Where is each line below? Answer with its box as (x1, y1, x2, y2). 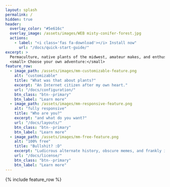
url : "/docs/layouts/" (14, 120, 62, 125)
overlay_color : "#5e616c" (10, 26, 65, 31)
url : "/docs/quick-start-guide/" (18, 45, 90, 50)
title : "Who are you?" (14, 111, 62, 116)
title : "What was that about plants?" (14, 78, 96, 83)
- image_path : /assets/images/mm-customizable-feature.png (10, 69, 137, 74)
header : (5, 21, 22, 27)
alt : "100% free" (14, 139, 51, 144)
